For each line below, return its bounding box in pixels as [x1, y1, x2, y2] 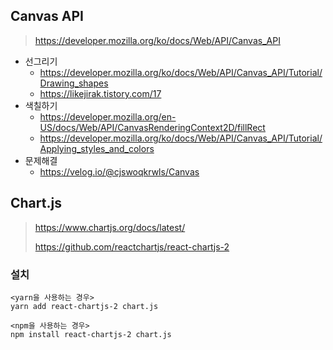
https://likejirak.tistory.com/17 [39, 87, 162, 99]
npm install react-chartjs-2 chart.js [10, 329, 172, 339]
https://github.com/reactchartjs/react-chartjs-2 [34, 240, 230, 253]
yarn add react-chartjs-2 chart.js [10, 301, 159, 311]
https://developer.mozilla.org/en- [39, 110, 177, 123]
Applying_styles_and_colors [39, 142, 155, 154]
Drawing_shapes [39, 77, 109, 89]
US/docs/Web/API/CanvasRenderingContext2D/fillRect [39, 121, 266, 133]
